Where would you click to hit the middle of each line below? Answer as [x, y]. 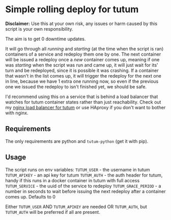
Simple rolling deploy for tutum [72, 9]
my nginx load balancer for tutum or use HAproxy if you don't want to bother [85, 107]
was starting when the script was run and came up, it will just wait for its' [82, 65]
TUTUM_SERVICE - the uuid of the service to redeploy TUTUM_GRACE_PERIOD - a [83, 186]
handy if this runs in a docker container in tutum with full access [73, 180]
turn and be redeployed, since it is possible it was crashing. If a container [82, 70]
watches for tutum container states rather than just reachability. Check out [83, 102]
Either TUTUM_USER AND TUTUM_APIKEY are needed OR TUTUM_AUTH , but [76, 206]
